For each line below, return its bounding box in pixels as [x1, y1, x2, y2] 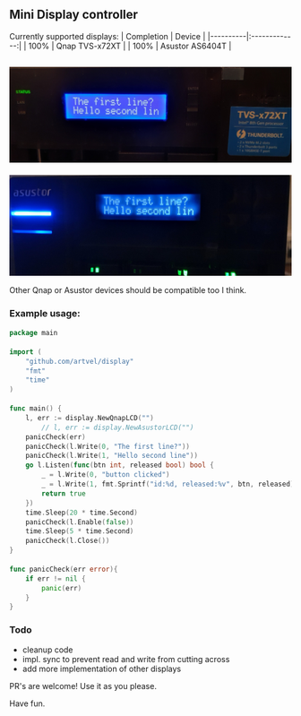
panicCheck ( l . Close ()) [25, 537, 110, 546]
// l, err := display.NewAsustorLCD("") [41, 423, 194, 432]
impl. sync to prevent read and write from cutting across [21, 653, 230, 664]
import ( [9, 347, 42, 357]
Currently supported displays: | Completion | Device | [9, 30, 206, 41]
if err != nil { [25, 574, 87, 583]
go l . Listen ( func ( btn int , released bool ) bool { [25, 461, 215, 470]
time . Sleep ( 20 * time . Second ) [25, 508, 139, 517]
